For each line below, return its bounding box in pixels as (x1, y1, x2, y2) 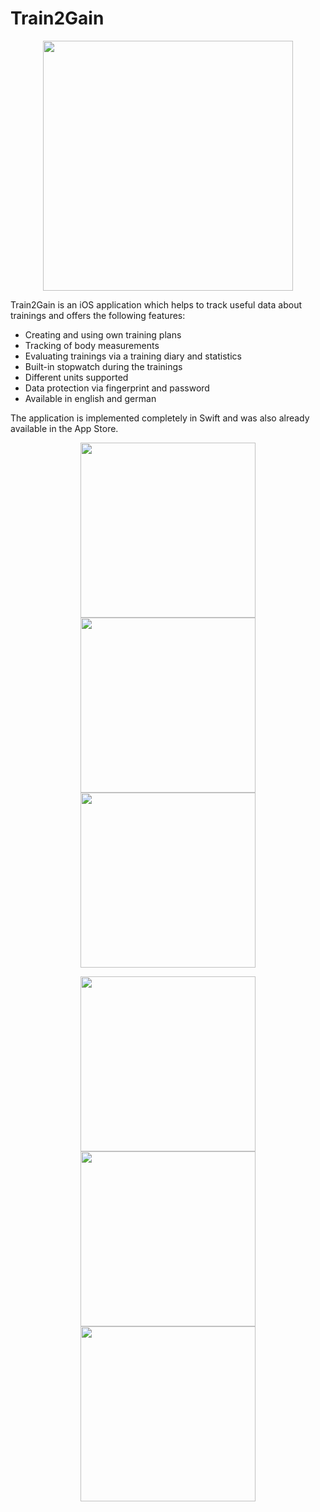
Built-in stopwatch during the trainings (24, 360, 183, 372)
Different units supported (24, 371, 129, 383)
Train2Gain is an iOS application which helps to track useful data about (10, 298, 303, 311)
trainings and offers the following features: (10, 309, 186, 321)
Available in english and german (24, 392, 157, 404)
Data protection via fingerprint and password (24, 382, 210, 394)
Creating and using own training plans (24, 328, 182, 341)
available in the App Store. (10, 422, 119, 434)
